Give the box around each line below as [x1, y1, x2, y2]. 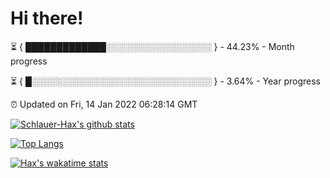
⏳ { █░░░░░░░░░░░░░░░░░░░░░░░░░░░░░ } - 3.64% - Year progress [10, 75, 321, 87]
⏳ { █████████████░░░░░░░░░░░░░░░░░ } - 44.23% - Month [10, 40, 295, 52]
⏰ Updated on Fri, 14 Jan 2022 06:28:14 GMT [10, 98, 198, 110]
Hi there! [10, 7, 84, 30]
